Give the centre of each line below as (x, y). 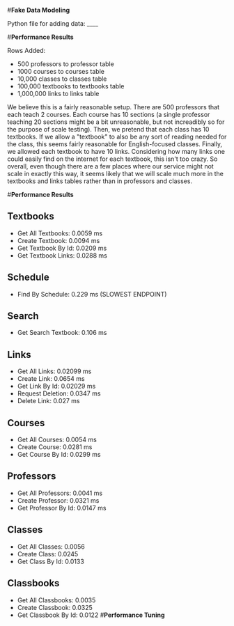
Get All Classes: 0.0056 (51, 547)
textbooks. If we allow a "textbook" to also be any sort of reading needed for (117, 136)
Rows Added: (26, 50)
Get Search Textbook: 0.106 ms (62, 333)
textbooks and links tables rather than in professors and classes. (100, 181)
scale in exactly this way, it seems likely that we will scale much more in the (116, 174)
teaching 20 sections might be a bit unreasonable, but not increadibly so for (116, 122)
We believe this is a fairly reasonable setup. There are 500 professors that (114, 107)
